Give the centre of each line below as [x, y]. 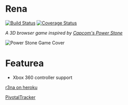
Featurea [25, 63]
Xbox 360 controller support [42, 77]
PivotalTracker [20, 97]
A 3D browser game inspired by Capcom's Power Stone [64, 33]
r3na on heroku [21, 87]
